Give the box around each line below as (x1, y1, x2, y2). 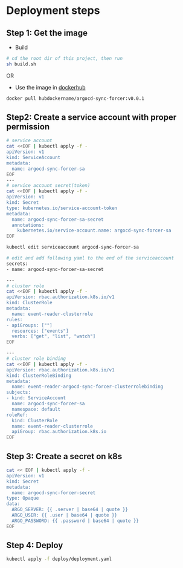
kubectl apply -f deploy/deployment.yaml (6, 556, 112, 563)
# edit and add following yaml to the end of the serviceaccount (6, 255, 174, 261)
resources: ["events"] (11, 328, 69, 334)
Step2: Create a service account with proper (6, 113, 177, 123)
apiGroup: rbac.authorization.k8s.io (11, 429, 107, 435)
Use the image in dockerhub (14, 83, 86, 91)
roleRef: (6, 412, 28, 418)
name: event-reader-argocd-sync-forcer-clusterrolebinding (11, 384, 164, 390)
